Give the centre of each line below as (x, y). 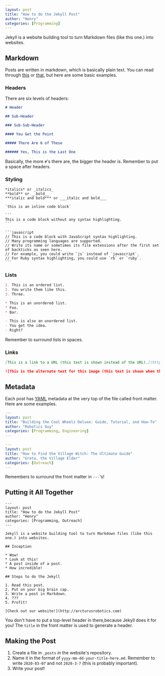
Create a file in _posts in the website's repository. (62, 653)
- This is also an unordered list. (41, 321)
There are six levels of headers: (37, 98)
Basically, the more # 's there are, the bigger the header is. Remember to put (82, 161)
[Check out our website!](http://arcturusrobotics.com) (63, 611)
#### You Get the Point (29, 134)
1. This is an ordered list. (35, 285)
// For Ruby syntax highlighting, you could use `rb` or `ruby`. (73, 258)
